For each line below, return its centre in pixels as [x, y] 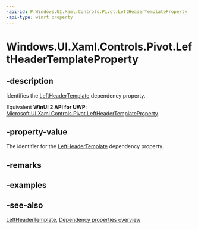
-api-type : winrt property [40, 17]
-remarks [24, 165]
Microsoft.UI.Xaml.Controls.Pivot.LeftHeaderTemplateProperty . [83, 113]
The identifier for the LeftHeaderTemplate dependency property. [85, 146]
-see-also [25, 206]
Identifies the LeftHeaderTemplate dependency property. [76, 95]
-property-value [37, 132]
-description [30, 81]
